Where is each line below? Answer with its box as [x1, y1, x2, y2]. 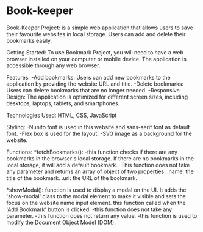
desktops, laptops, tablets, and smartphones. [6, 99, 120, 107]
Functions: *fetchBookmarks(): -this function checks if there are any [6, 148, 178, 155]
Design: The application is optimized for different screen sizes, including [6, 93, 188, 100]
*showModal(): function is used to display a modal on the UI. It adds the [6, 186, 187, 193]
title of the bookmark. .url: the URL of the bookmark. [6, 174, 138, 181]
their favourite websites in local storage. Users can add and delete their [6, 30, 186, 37]
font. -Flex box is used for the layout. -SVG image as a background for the [6, 130, 192, 137]
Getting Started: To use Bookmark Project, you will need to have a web [6, 48, 184, 56]
